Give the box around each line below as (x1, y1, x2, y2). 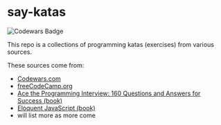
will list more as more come (17, 111, 96, 119)
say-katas (7, 4, 67, 20)
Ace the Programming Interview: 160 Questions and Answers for (17, 89, 201, 97)
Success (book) (17, 96, 63, 104)
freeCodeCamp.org (17, 81, 73, 90)
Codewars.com (17, 74, 61, 83)
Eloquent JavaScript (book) (17, 104, 96, 112)
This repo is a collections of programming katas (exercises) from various (7, 40, 215, 48)
